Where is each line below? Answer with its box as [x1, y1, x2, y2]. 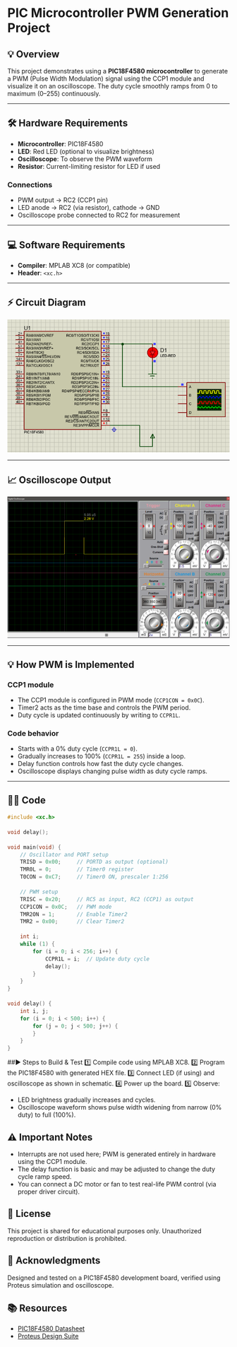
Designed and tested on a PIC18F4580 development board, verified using [7, 1274, 221, 1282]
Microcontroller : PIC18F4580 [17, 139, 104, 148]
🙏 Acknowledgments [7, 1254, 101, 1266]
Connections [7, 180, 53, 189]
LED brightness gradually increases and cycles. [17, 1095, 156, 1104]
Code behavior [7, 729, 59, 739]
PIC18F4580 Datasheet [17, 1324, 85, 1333]
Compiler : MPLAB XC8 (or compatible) [17, 261, 130, 269]
